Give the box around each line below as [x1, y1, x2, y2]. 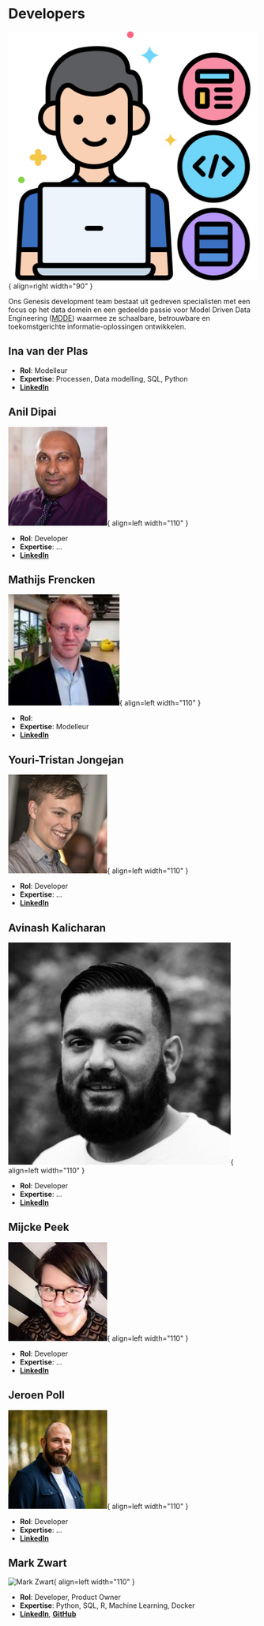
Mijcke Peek [8, 1221, 70, 1234]
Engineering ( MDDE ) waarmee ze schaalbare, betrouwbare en [8, 313, 211, 322]
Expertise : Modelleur [19, 722, 89, 732]
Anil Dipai [8, 405, 57, 419]
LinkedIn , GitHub [19, 1609, 77, 1619]
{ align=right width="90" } [8, 281, 93, 291]
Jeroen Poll [8, 1388, 65, 1402]
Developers [8, 5, 85, 23]
